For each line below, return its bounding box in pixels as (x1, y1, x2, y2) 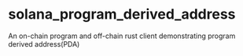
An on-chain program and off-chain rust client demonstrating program (8, 31, 236, 40)
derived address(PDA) (8, 39, 80, 48)
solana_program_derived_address (8, 5, 236, 23)
